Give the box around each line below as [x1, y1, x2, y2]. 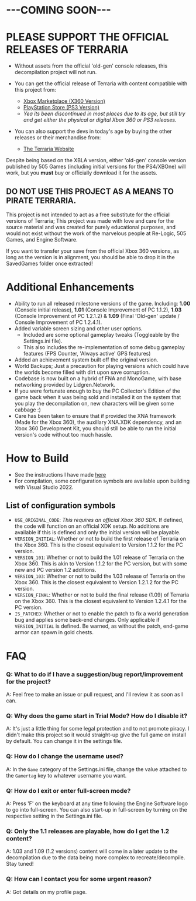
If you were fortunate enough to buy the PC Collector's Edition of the [14, 387, 180, 394]
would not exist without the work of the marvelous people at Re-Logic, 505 [6, 230, 187, 237]
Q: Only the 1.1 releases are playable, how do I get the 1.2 [6, 827, 170, 835]
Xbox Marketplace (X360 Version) [23, 98, 105, 105]
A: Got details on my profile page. [6, 888, 87, 895]
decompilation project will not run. [14, 69, 97, 76]
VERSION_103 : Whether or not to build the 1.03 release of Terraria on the [14, 572, 185, 580]
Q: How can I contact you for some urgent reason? [6, 875, 152, 883]
